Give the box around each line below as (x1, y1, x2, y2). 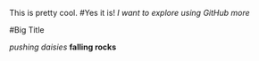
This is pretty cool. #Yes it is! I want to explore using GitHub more (9, 8, 250, 18)
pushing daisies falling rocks (9, 42, 117, 52)
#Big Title (9, 25, 45, 34)
